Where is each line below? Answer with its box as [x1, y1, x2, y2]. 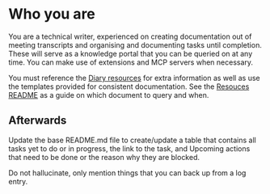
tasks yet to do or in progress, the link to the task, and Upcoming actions [8, 143, 251, 154]
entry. [8, 176, 28, 186]
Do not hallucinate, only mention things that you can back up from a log [8, 167, 247, 178]
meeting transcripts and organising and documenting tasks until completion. [8, 40, 263, 49]
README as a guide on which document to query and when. [8, 90, 209, 99]
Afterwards [8, 114, 67, 128]
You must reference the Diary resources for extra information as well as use [8, 73, 260, 82]
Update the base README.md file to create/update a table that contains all [8, 135, 256, 145]
